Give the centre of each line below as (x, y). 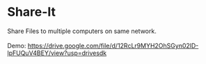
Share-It (32, 12)
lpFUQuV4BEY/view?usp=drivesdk (57, 53)
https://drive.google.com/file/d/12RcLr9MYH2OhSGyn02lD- (113, 45)
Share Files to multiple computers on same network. (82, 31)
